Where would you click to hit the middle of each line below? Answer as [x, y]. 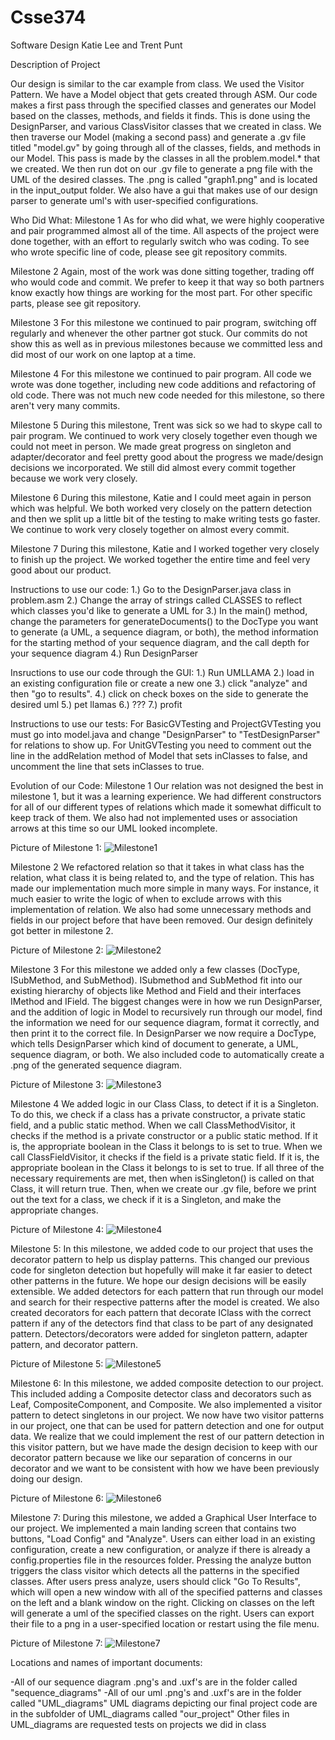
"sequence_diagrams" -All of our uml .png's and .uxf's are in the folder [156, 1692]
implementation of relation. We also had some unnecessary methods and [161, 909]
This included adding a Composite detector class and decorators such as [161, 1393]
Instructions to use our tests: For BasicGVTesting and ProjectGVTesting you [166, 723]
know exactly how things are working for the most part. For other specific [161, 292]
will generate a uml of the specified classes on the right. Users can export [162, 1613]
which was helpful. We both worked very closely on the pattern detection [161, 508]
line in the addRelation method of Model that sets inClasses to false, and [159, 755]
